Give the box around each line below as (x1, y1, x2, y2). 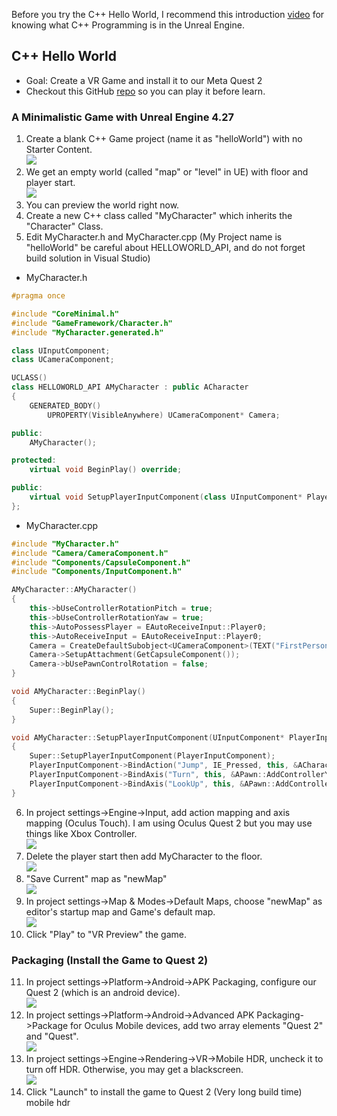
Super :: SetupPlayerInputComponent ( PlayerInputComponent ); (29, 751, 276, 761)
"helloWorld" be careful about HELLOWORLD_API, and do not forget (25, 242, 306, 254)
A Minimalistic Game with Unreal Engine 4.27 (11, 110, 235, 124)
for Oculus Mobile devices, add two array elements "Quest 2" (70, 1020, 324, 1032)
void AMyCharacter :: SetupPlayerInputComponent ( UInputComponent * (11, 732, 285, 743)
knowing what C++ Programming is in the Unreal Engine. (11, 19, 245, 31)
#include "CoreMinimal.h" (11, 309, 119, 319)
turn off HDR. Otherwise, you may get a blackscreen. (25, 1064, 244, 1076)
